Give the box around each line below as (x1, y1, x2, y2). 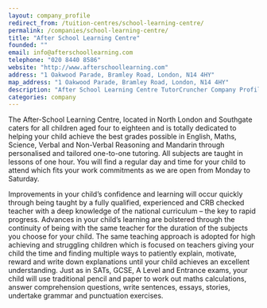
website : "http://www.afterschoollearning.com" (8, 64, 169, 72)
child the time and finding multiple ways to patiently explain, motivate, (8, 248, 237, 259)
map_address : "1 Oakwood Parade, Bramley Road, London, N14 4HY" (8, 78, 229, 86)
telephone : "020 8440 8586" (8, 57, 102, 64)
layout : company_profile (8, 11, 91, 20)
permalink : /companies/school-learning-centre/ (8, 26, 169, 34)
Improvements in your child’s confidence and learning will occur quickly (8, 189, 243, 199)
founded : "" (8, 41, 48, 49)
